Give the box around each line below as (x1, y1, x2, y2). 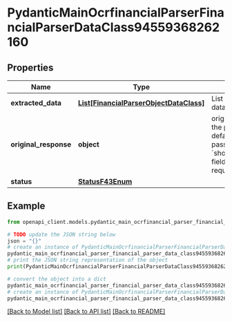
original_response (10, 140, 72, 149)
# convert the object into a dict (7, 275, 107, 283)
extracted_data (10, 98, 62, 108)
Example (7, 200, 46, 212)
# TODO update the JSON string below (7, 231, 116, 238)
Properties (7, 61, 54, 73)
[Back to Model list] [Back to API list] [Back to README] (7, 307, 166, 316)
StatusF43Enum (78, 177, 133, 186)
